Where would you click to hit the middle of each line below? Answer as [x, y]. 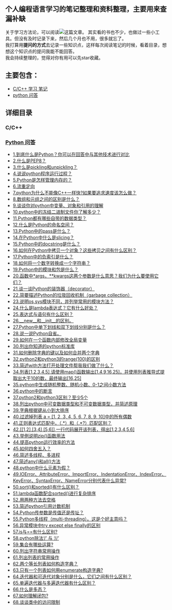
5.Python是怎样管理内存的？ [42, 180]
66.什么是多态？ [30, 590]
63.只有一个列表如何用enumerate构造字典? [58, 570]
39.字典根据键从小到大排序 [41, 410]
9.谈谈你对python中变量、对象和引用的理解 [58, 206]
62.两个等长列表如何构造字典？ [45, 564]
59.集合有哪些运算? [33, 544]
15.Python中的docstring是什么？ [47, 244]
